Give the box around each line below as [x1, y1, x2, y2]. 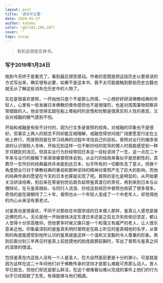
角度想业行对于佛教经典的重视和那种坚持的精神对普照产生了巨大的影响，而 [5, 167, 154, 173]
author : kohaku [5, 20, 36, 26]
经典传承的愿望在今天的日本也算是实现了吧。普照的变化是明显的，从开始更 [9, 173, 158, 179]
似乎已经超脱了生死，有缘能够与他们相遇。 [5, 273, 90, 279]
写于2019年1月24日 [5, 61, 50, 68]
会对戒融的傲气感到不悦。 [5, 114, 56, 120]
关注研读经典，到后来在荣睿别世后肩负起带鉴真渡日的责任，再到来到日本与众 [5, 179, 158, 185]
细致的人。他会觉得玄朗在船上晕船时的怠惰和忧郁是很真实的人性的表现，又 [9, 108, 158, 114]
